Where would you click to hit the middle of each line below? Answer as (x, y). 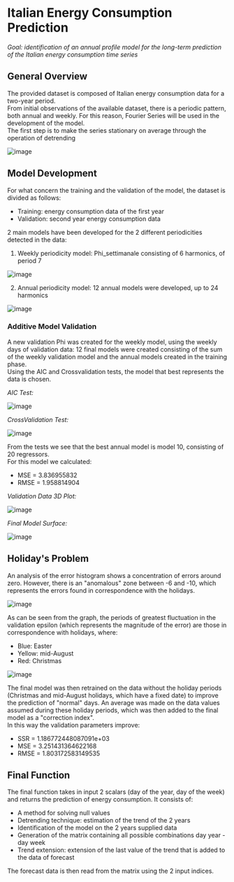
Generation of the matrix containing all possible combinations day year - (121, 835)
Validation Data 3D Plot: (42, 496)
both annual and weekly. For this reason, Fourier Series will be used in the (114, 115)
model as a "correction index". (51, 717)
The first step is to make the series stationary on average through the (107, 130)
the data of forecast (46, 858)
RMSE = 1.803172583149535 (58, 753)
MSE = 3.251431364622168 (57, 746)
